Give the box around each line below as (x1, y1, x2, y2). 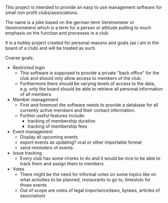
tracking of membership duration (27, 118, 96, 124)
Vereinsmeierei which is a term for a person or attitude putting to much (5, 25, 151, 31)
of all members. (20, 91, 53, 97)
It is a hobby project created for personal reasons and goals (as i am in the (5, 40, 159, 46)
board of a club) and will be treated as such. (5, 45, 96, 51)
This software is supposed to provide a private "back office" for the (20, 70, 159, 76)
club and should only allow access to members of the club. (20, 75, 142, 81)
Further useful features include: (20, 113, 85, 119)
